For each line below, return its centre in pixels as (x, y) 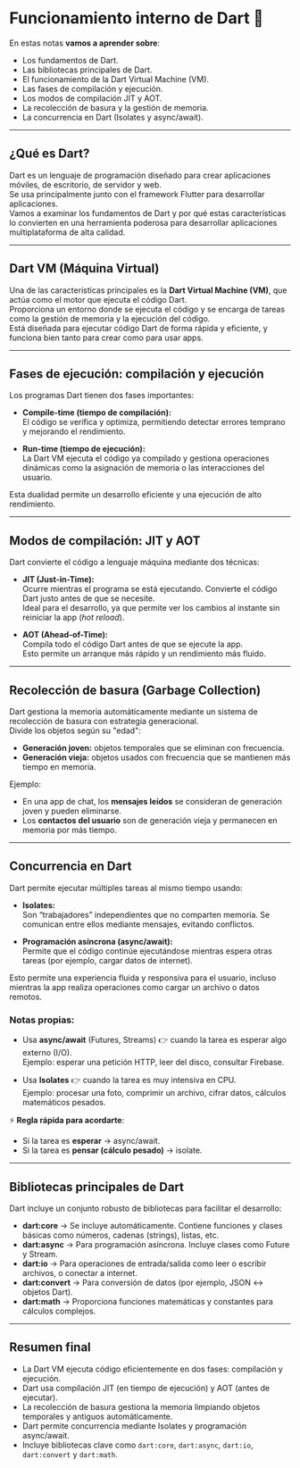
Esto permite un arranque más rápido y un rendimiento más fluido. (144, 654)
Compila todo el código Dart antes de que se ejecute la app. (133, 644)
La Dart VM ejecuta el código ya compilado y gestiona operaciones (146, 458)
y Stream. (40, 1254)
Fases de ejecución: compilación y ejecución (137, 374)
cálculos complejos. (59, 1311)
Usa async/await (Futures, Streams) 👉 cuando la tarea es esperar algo (154, 1040)
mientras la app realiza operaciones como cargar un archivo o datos (135, 987)
